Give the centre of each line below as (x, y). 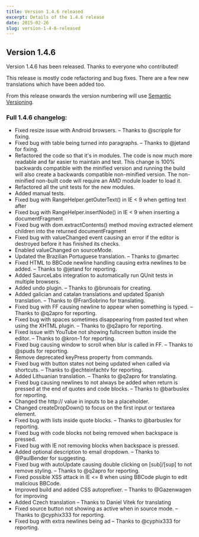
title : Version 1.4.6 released (45, 12)
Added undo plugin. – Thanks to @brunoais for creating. (83, 288)
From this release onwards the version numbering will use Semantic (89, 96)
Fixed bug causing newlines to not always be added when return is (96, 383)
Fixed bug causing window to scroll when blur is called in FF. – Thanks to (104, 345)
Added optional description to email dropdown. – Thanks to (87, 452)
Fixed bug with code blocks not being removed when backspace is (97, 433)
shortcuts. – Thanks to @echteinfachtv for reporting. (79, 370)
